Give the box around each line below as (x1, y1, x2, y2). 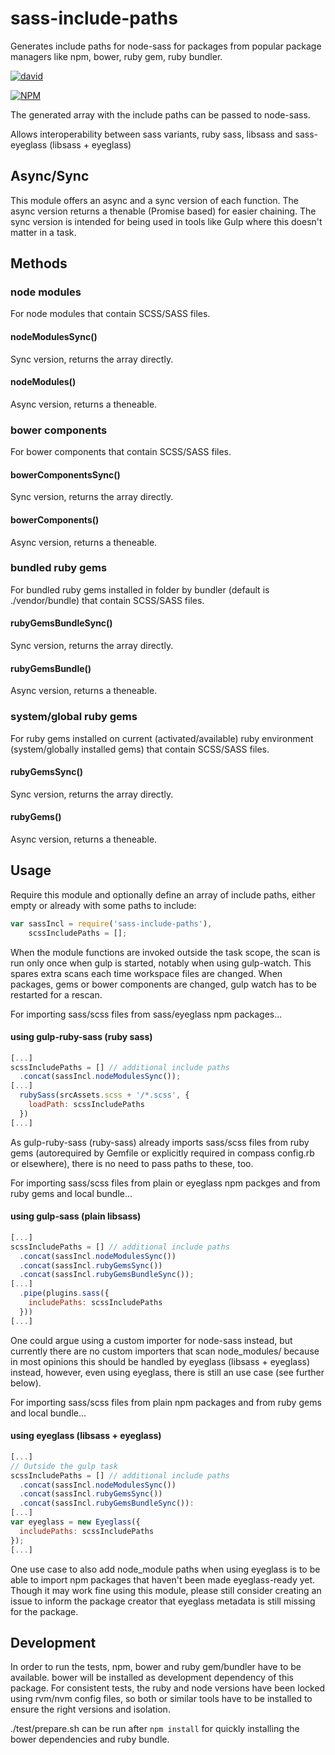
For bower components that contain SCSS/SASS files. (10, 446, 232, 458)
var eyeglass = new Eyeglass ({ (10, 1517, 141, 1527)
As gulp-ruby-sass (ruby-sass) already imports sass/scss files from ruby (10, 1136, 310, 1148)
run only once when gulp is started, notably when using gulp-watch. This (10, 957, 312, 969)
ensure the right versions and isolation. (10, 1703, 171, 1716)
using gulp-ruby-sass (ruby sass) (10, 1031, 153, 1043)
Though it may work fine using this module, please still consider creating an (10, 1584, 322, 1596)
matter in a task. (10, 226, 77, 238)
